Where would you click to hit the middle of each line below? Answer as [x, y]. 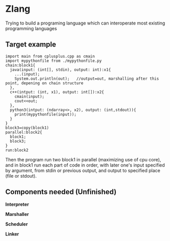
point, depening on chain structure [44, 83]
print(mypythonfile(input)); [46, 114]
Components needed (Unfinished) [61, 192]
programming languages [31, 28]
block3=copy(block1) [27, 128]
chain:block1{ [20, 65]
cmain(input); [29, 97]
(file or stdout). [21, 176]
